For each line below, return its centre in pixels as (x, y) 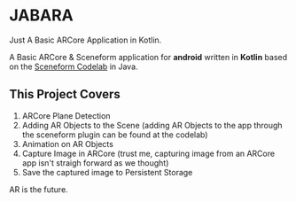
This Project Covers (65, 94)
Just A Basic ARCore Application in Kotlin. (86, 40)
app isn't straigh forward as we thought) (95, 163)
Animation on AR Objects (67, 144)
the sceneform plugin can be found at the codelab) (115, 135)
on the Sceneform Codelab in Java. (74, 66)
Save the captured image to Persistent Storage (107, 172)
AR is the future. (39, 189)
